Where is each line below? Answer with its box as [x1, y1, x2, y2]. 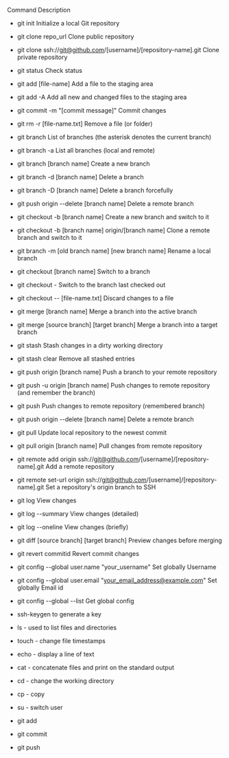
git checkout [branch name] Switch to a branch [16, 267, 151, 276]
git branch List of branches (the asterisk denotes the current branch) [16, 133, 212, 141]
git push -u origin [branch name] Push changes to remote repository [16, 381, 210, 389]
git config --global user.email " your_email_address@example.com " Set [16, 577, 217, 584]
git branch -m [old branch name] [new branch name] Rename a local [16, 247, 211, 255]
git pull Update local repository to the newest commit [16, 429, 167, 436]
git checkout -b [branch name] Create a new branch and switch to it [16, 213, 209, 221]
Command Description [7, 6, 71, 14]
